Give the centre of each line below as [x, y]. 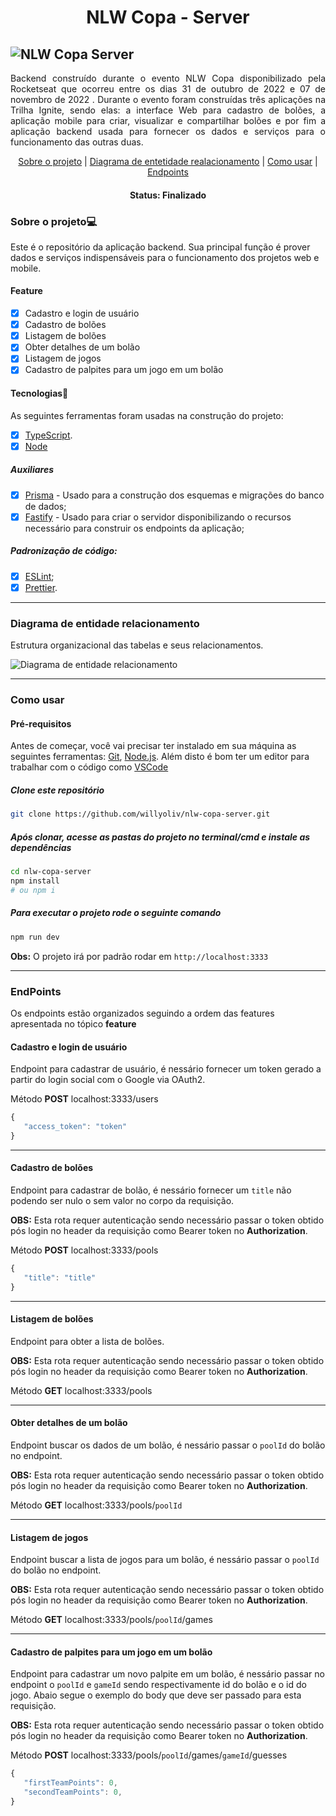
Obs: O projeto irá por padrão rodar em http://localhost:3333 [139, 956]
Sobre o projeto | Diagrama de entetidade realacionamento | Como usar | [168, 161]
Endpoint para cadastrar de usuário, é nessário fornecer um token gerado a [166, 1069]
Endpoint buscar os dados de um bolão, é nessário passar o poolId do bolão [168, 1445]
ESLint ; [39, 576]
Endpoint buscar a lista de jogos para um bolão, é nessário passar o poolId [165, 1560]
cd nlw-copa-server [51, 872]
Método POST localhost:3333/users [84, 1099]
